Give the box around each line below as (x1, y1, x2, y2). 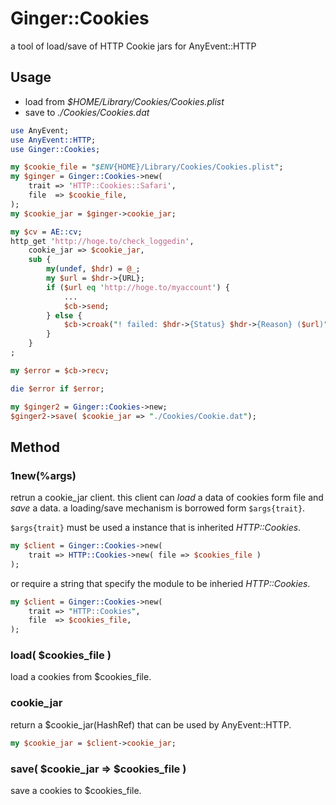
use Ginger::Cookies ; (10, 144, 101, 154)
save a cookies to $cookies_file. (10, 784, 142, 796)
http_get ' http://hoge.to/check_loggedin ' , (10, 236, 195, 246)
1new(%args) (10, 468, 77, 482)
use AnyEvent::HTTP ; (10, 135, 97, 145)
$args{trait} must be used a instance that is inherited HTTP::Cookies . (10, 522, 302, 534)
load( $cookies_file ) (10, 648, 112, 662)
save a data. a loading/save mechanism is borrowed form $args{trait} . (10, 502, 306, 514)
